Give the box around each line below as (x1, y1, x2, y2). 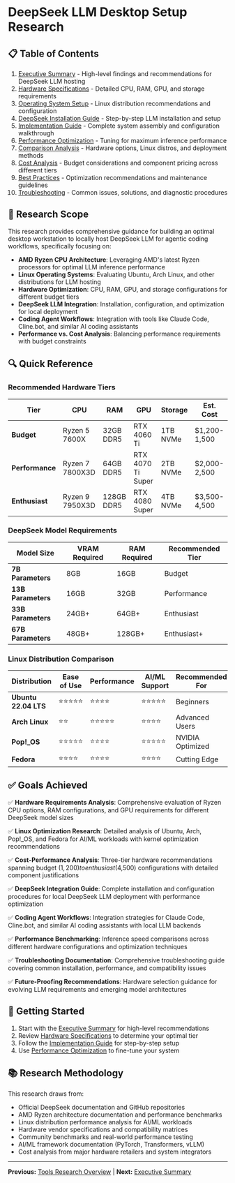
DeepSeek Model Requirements (8, 526, 117, 535)
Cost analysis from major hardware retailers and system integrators (17, 1147, 212, 1156)
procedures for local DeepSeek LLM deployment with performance (8, 892, 201, 900)
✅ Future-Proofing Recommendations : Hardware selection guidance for (8, 977, 218, 985)
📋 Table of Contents (8, 47, 100, 59)
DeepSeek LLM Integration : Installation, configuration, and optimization (17, 299, 225, 308)
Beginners (175, 697, 210, 707)
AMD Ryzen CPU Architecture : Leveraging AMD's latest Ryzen (17, 255, 200, 264)
